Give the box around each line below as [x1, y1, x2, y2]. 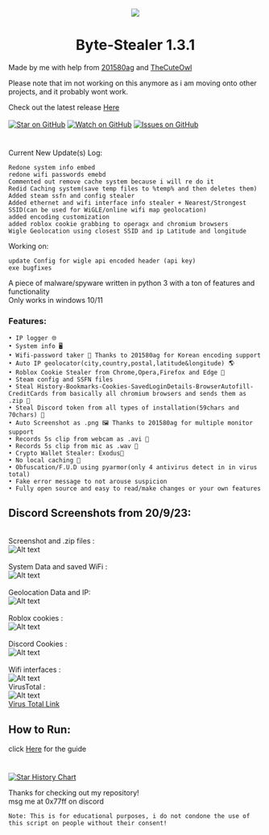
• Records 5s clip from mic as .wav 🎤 [8, 442, 139, 450]
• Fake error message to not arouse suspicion [8, 477, 168, 485]
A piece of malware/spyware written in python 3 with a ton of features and [8, 279, 255, 288]
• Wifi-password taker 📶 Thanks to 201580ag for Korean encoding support [8, 351, 262, 359]
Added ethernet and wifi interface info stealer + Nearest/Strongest [8, 199, 247, 208]
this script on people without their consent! [8, 820, 168, 828]
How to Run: [8, 723, 71, 736]
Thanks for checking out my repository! [8, 788, 139, 798]
